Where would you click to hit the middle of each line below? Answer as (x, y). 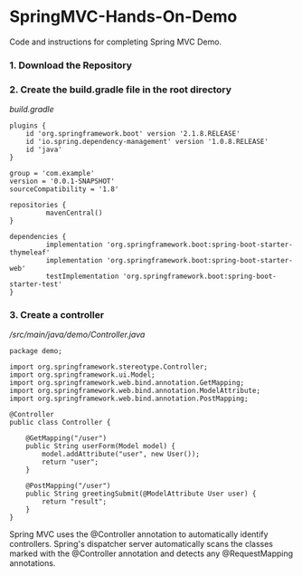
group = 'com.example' (52, 174)
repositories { (38, 206)
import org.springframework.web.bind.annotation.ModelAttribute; (135, 391)
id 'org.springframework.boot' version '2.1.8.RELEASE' (133, 134)
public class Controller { (60, 423)
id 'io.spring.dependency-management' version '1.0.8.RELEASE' (147, 142)
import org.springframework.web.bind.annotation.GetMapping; (127, 383)
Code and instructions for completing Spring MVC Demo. (116, 42)
